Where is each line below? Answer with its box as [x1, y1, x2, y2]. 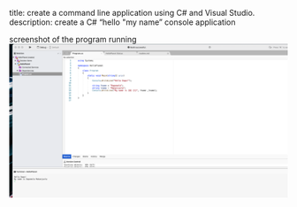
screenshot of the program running [9, 34, 137, 44]
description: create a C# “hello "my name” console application [9, 17, 236, 27]
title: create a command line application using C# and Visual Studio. [9, 8, 255, 18]
